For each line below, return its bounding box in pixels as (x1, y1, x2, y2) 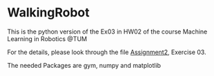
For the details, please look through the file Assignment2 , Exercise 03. (7, 48, 206, 56)
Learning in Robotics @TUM (7, 34, 88, 42)
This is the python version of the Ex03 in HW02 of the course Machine (7, 27, 208, 36)
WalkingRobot (7, 5, 90, 21)
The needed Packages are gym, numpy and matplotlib (7, 61, 161, 69)
